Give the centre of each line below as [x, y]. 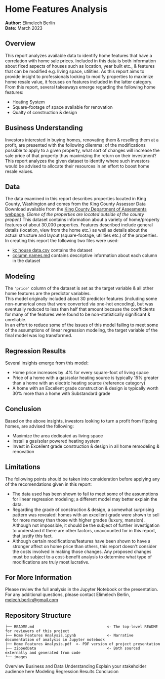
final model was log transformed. [39, 336]
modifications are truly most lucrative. [51, 562]
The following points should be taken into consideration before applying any [82, 479]
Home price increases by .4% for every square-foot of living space [81, 372]
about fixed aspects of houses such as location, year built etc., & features [80, 66]
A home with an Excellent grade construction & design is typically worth [85, 388]
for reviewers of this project [37, 631]
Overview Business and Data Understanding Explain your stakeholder [76, 666]
